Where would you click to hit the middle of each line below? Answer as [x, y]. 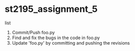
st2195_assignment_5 [51, 9]
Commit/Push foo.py [33, 32]
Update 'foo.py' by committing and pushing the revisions [71, 43]
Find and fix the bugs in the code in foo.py [56, 38]
